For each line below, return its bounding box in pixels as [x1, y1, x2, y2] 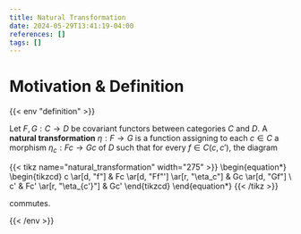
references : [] [9, 29, 66, 38]
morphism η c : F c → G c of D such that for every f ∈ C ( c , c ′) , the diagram [9, 142, 278, 155]
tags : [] [9, 38, 42, 47]
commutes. [9, 197, 51, 208]
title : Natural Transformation [9, 13, 126, 22]
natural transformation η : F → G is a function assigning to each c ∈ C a [9, 133, 279, 144]
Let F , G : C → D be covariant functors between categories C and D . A [9, 123, 268, 134]
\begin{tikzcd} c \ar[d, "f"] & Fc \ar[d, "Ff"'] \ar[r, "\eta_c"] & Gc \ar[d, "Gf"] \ [9, 171, 292, 181]
